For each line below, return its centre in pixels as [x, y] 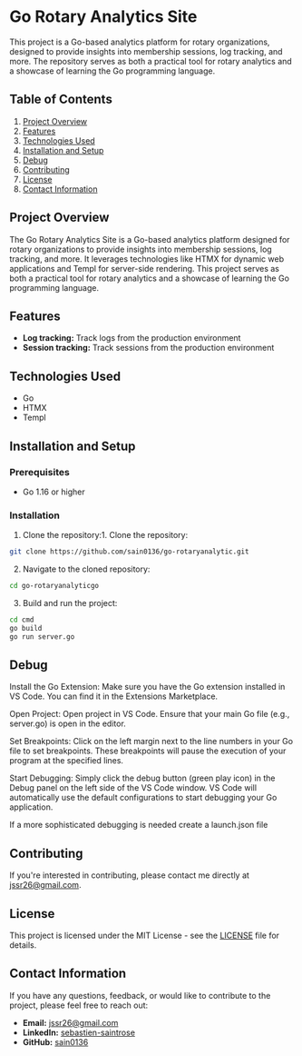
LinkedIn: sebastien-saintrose [79, 1032]
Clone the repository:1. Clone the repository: [105, 535]
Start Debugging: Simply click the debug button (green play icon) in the [142, 778]
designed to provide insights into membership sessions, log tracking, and [146, 51]
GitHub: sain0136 [55, 1041]
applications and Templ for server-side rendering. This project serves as [144, 268]
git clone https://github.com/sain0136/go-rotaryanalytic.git [129, 552]
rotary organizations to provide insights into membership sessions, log [141, 249]
